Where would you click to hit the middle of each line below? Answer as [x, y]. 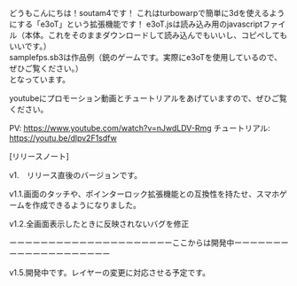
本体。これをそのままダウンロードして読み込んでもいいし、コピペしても [156, 35]
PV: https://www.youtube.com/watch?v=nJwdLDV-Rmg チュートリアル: [140, 128]
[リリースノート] [39, 156]
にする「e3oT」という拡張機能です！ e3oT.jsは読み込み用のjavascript [136, 24]
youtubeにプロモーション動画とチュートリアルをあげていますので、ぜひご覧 [148, 98]
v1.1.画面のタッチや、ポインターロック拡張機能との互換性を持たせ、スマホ [145, 194]
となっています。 [40, 79]
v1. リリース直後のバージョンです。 [76, 175]
